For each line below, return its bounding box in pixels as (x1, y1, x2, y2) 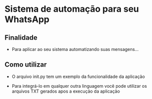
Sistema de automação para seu (4, 3, 139, 15)
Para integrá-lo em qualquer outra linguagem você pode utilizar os (11, 83, 147, 89)
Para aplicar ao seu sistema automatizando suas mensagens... (11, 47, 139, 52)
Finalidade (4, 33, 38, 42)
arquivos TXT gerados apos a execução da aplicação (11, 88, 120, 94)
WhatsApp (4, 14, 50, 25)
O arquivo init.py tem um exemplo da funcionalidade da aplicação (11, 74, 145, 79)
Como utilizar (4, 60, 47, 69)
